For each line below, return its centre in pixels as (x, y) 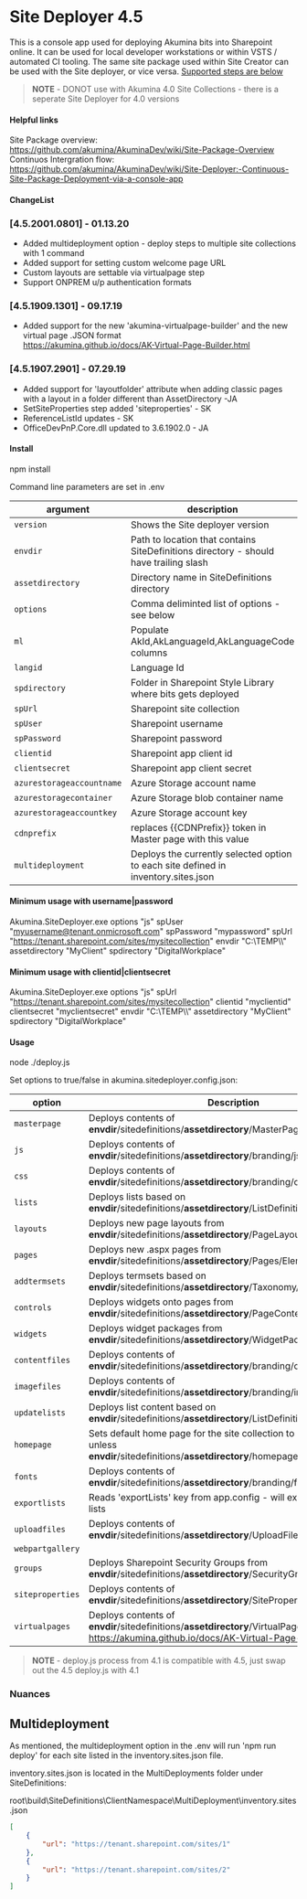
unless (102, 1445)
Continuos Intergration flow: (62, 160)
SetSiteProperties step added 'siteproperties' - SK (117, 408)
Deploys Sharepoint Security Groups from (178, 1563)
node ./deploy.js (40, 1062)
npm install (30, 469)
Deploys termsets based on (148, 1275)
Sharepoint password (177, 738)
